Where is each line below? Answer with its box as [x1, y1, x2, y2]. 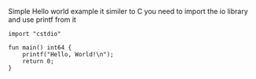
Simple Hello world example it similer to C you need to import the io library [8, 7, 249, 16]
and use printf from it [8, 15, 77, 24]
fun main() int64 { [8, 44, 72, 52]
